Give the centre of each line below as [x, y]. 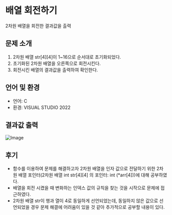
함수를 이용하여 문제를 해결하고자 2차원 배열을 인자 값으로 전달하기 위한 [84, 169]
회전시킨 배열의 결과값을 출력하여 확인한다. [55, 69]
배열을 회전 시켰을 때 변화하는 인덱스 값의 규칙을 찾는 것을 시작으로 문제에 [86, 188]
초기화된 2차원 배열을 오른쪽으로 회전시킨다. [57, 63]
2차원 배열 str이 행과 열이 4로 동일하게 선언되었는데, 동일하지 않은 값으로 [85, 201]
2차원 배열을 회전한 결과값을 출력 [38, 26]
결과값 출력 [22, 125]
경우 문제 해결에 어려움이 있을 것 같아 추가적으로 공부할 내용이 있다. [98, 207]
